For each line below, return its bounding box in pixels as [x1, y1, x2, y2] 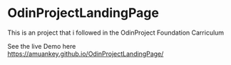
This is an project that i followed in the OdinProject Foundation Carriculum [7, 28, 225, 37]
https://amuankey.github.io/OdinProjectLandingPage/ [7, 49, 164, 58]
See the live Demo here [7, 42, 76, 50]
